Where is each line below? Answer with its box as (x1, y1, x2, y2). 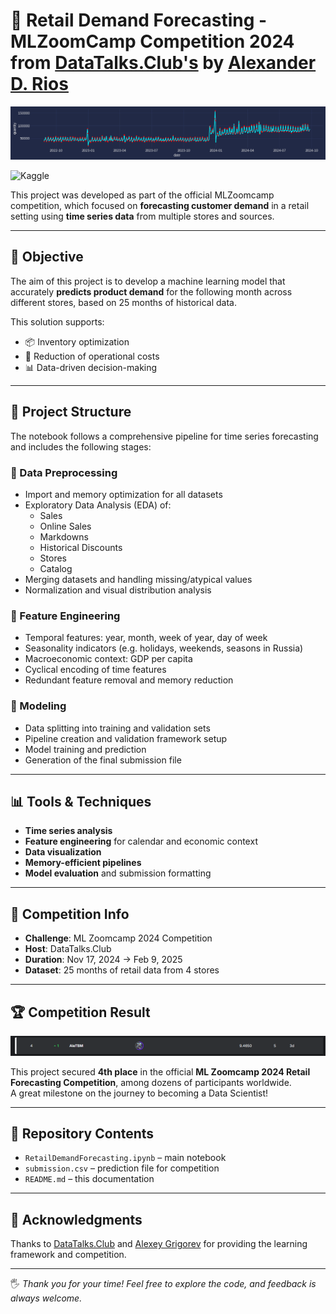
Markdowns (39, 531, 89, 543)
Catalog (39, 563, 73, 574)
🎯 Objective (10, 249, 84, 266)
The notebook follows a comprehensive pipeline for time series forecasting (10, 430, 319, 442)
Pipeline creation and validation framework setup (24, 732, 228, 744)
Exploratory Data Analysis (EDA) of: (24, 499, 172, 511)
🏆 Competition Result (10, 1004, 151, 1021)
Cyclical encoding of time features (24, 664, 167, 676)
